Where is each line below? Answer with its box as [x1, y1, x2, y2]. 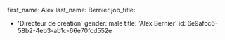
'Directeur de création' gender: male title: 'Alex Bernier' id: [17, 19, 186, 27]
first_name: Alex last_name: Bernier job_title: [7, 6, 136, 14]
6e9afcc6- [187, 19, 218, 27]
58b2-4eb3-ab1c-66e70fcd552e [17, 27, 112, 34]
